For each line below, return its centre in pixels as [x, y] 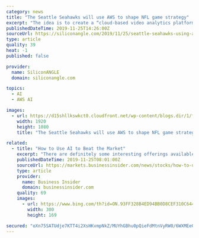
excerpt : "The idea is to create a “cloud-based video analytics [88, 23]
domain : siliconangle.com [44, 78]
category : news [25, 12]
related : [17, 143]
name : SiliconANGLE [36, 72]
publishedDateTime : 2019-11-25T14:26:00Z [58, 28]
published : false [28, 56]
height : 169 [42, 215]
